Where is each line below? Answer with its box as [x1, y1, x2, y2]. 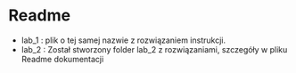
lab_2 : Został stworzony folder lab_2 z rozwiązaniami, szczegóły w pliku [21, 44, 288, 54]
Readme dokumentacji [21, 53, 104, 64]
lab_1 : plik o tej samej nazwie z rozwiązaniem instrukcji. [21, 35, 226, 45]
